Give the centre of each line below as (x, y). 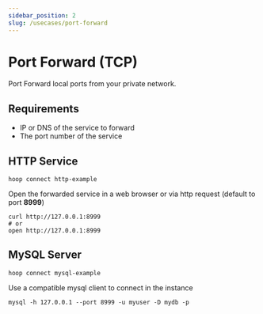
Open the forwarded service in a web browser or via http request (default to (132, 194)
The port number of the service (71, 136)
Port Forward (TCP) (73, 62)
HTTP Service (43, 161)
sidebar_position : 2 (42, 15)
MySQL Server (45, 255)
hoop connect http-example (53, 180)
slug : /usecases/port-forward (58, 23)
